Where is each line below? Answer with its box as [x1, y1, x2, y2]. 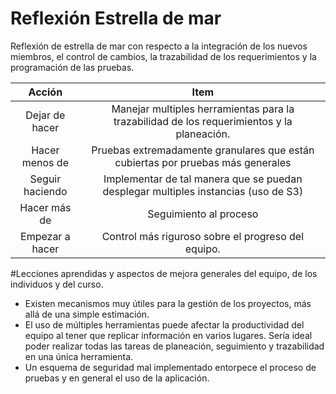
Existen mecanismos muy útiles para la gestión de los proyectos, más [24, 297, 312, 309]
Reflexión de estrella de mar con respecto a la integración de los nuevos [10, 40, 308, 52]
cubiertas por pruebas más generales [114, 155, 292, 169]
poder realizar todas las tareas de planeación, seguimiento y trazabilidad [24, 340, 325, 352]
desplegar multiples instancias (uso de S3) [102, 184, 304, 198]
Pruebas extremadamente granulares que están [91, 143, 315, 157]
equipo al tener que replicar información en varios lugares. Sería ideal [24, 329, 313, 341]
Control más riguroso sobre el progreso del [101, 229, 305, 243]
